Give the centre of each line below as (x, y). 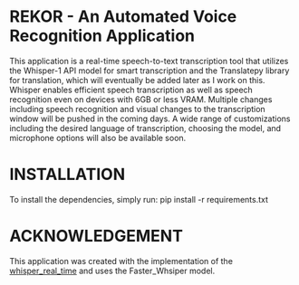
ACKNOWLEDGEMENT (96, 236)
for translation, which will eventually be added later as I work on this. (137, 80)
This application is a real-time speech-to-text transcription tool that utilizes (149, 61)
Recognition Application (102, 36)
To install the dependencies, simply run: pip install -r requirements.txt (139, 199)
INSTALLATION (67, 175)
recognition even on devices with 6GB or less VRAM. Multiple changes (141, 99)
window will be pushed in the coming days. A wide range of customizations (150, 119)
